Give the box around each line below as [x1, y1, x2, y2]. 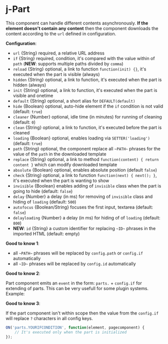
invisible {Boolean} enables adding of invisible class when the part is [12, 182, 161, 188]
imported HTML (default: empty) [12, 230, 80, 236]
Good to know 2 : [5, 270, 40, 276]
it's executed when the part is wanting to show [12, 177, 109, 183]
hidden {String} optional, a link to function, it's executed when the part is [12, 76, 162, 82]
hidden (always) [12, 81, 46, 88]
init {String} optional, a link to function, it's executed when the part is [12, 87, 157, 93]
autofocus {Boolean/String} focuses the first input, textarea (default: [12, 204, 153, 210]
